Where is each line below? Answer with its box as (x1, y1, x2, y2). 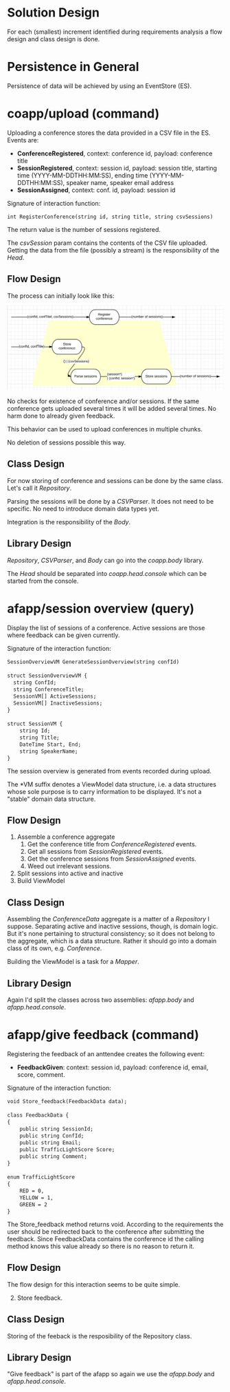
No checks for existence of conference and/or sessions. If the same (7, 397, 200, 405)
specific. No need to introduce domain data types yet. (7, 504, 160, 513)
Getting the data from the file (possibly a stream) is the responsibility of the (7, 246, 220, 254)
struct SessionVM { (7, 720, 63, 727)
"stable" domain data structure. (7, 795, 96, 803)
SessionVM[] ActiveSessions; (13, 693, 97, 700)
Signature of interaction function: (7, 199, 101, 207)
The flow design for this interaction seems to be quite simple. (7, 1280, 181, 1288)
